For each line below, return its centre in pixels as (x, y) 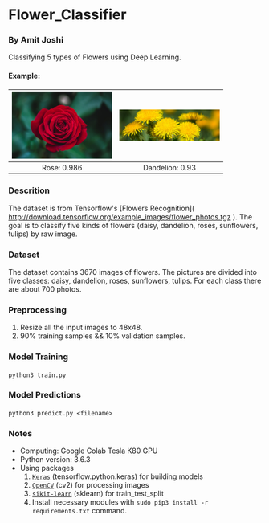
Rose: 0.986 (62, 167)
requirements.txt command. (79, 511)
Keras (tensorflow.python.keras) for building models (117, 476)
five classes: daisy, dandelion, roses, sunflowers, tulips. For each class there (135, 280)
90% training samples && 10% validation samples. (103, 336)
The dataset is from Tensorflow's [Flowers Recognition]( (102, 208)
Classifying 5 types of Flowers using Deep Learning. (95, 57)
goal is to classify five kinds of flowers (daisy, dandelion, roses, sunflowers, (133, 225)
